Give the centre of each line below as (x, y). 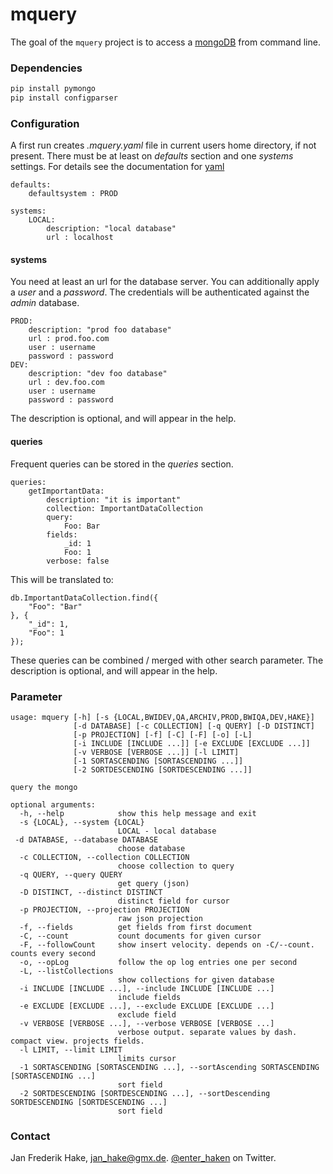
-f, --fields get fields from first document (136, 927)
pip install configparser (64, 98)
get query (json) (153, 883)
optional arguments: (53, 804)
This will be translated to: (62, 579)
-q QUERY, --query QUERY (71, 874)
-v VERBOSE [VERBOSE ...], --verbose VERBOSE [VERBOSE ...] (147, 1023)
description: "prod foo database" (100, 330)
